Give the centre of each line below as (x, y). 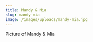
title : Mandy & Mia (26, 10)
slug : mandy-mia (22, 15)
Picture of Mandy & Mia (30, 34)
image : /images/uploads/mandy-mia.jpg (46, 19)
